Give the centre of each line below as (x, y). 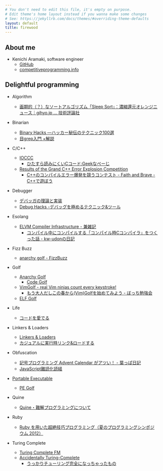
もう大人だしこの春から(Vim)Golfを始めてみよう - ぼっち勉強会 (90, 293)
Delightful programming (42, 85)
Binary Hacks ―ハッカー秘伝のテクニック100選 (67, 132)
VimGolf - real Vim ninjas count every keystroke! (68, 287)
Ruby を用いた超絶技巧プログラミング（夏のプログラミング (78, 427)
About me (20, 47)
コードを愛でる (34, 318)
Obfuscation (25, 352)
